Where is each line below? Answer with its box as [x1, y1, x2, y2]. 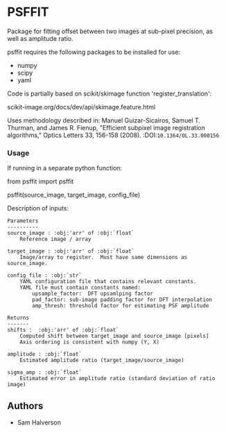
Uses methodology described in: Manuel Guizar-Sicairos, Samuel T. [7, 116, 201, 125]
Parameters [7, 217, 39, 225]
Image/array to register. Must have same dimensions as [19, 254, 188, 261]
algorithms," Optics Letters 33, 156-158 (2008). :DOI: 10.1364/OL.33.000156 [7, 131, 220, 139]
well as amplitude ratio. [7, 34, 73, 42]
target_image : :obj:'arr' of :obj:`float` [7, 248, 135, 255]
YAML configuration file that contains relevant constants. [19, 278, 197, 285]
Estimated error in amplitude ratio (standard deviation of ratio [19, 375, 216, 382]
